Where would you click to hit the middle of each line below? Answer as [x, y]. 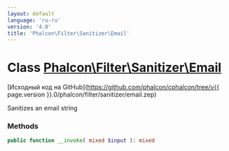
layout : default [31, 14]
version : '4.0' [29, 27]
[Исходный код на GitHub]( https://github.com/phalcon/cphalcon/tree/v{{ [113, 87]
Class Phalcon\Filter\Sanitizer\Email [114, 68]
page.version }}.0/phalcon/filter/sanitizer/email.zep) [82, 94]
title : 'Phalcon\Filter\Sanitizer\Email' [69, 33]
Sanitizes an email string [43, 108]
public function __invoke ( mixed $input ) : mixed [81, 141]
